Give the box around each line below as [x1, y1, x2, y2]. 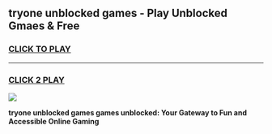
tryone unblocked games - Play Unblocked [8, 6, 228, 20]
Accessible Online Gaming [8, 116, 100, 126]
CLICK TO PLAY [8, 44, 71, 55]
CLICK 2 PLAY [8, 74, 65, 85]
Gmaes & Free [8, 19, 80, 33]
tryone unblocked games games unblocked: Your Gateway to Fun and [8, 107, 248, 117]
